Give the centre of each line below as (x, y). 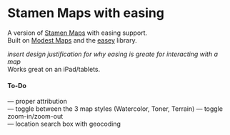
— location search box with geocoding (64, 124)
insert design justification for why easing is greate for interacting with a (113, 54)
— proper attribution (37, 102)
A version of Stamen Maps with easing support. (77, 33)
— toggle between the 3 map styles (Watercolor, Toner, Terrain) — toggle (115, 109)
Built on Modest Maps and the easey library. (72, 40)
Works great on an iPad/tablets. (54, 69)
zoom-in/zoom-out (35, 117)
